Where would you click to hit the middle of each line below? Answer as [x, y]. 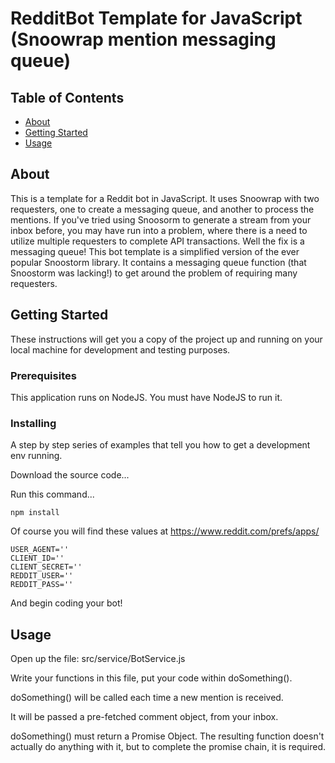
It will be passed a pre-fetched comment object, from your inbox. [144, 717]
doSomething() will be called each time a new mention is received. [147, 698]
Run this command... [52, 494]
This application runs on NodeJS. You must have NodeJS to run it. [146, 397]
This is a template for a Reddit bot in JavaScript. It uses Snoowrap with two [165, 198]
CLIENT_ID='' [37, 558]
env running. [36, 456]
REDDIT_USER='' [42, 576]
